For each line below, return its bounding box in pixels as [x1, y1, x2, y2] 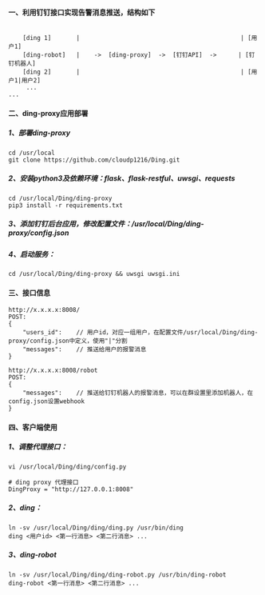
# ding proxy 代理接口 [8, 478, 79, 486]
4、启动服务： [8, 249, 56, 259]
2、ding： [8, 503, 42, 513]
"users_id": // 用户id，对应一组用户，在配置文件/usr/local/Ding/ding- [22, 329, 259, 337]
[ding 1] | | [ [22, 34, 251, 42]
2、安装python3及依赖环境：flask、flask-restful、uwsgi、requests [8, 174, 235, 183]
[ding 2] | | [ [22, 68, 251, 76]
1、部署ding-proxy [8, 128, 70, 138]
